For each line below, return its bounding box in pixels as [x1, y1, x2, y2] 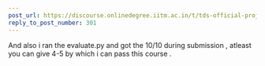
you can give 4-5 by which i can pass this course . [8, 49, 172, 58]
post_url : [8, 11, 41, 20]
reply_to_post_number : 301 [8, 19, 97, 27]
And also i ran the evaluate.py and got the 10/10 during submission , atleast [8, 40, 252, 49]
